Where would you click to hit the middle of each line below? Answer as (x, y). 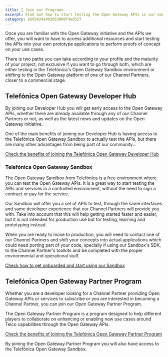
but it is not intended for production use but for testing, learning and (75, 220)
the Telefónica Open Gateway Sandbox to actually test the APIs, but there (81, 139)
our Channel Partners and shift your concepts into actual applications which (83, 240)
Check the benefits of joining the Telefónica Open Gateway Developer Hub (82, 154)
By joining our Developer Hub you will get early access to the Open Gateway (84, 108)
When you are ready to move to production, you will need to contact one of (82, 235)
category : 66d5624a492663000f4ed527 (43, 19)
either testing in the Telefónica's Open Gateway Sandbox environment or (80, 70)
